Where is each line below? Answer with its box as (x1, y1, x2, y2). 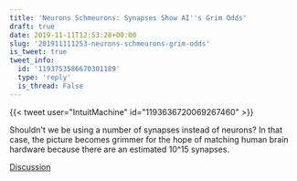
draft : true (9, 22, 55, 31)
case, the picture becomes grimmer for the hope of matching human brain (9, 133, 290, 144)
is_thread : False (17, 81, 84, 90)
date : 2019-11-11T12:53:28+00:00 (9, 30, 137, 39)
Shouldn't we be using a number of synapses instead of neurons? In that (9, 124, 283, 135)
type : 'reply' (17, 73, 71, 82)
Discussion (9, 161, 51, 172)
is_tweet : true (9, 48, 68, 57)
